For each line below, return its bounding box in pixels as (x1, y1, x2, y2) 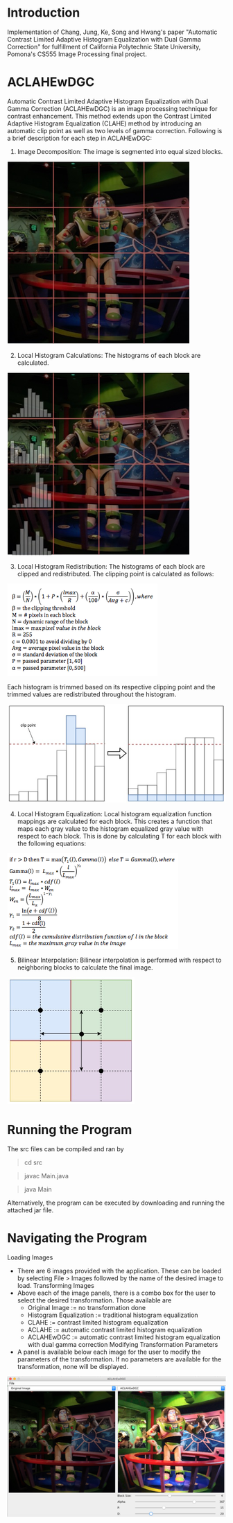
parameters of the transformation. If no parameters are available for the (17, 1354, 222, 1363)
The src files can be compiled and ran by (7, 1144, 124, 1153)
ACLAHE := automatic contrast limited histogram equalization (27, 1325, 202, 1334)
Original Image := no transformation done (27, 1303, 146, 1311)
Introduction (7, 5, 80, 21)
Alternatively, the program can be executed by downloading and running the (7, 1198, 225, 1207)
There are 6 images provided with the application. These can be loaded (17, 1266, 222, 1275)
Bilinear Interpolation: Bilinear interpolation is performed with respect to (17, 956, 222, 964)
